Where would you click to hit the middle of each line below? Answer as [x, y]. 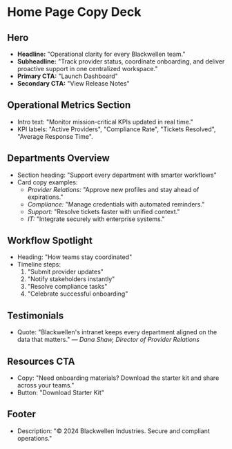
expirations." [45, 197]
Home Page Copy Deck [74, 12]
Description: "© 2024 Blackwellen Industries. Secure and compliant [114, 431]
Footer [22, 414]
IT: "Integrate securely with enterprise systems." [96, 219]
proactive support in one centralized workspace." [87, 69]
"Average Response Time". [55, 136]
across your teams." [46, 385]
